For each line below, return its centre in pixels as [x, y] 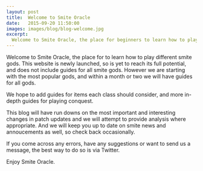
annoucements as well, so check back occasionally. [71, 132]
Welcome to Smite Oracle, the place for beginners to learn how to [98, 40]
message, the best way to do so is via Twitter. [63, 150]
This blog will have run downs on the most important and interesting [91, 113]
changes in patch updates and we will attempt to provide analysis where [96, 119]
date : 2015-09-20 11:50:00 [43, 23]
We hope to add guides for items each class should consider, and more [95, 95]
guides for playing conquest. [58, 101]
